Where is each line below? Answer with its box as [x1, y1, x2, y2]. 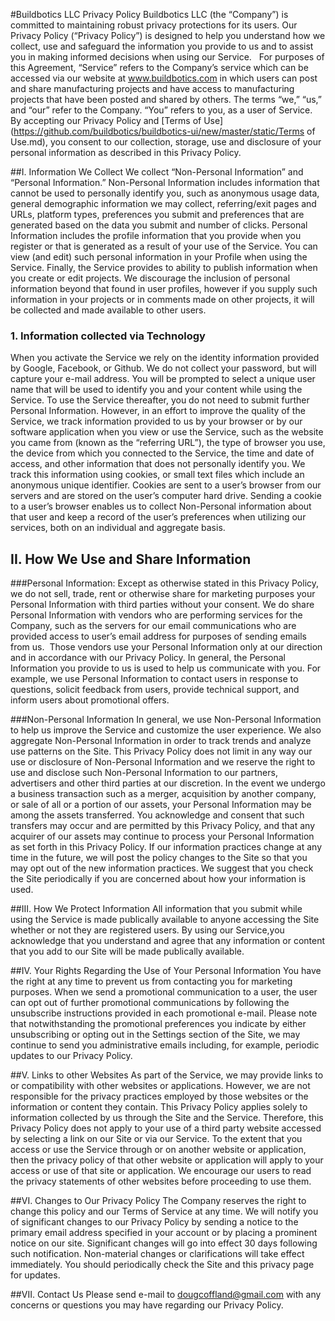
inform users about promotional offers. [10, 694, 170, 706]
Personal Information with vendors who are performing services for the [10, 609, 303, 621]
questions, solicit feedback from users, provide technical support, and [10, 684, 300, 696]
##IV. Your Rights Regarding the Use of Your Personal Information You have [10, 965, 322, 977]
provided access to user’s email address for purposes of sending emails [10, 630, 308, 643]
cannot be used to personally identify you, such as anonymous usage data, [10, 187, 320, 199]
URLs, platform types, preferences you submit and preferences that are [10, 209, 305, 220]
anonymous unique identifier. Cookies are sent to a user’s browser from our [10, 479, 322, 491]
